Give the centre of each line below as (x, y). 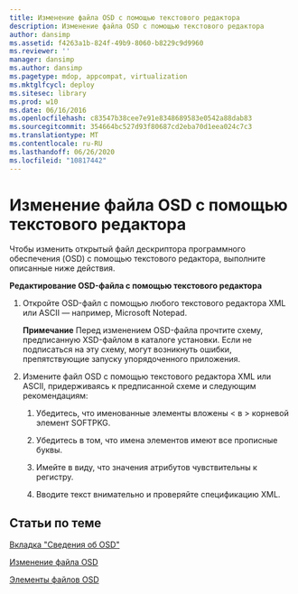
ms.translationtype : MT (54, 135)
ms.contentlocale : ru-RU (56, 144)
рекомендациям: (55, 396)
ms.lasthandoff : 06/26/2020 (62, 152)
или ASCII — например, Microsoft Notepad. (105, 313)
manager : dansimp (42, 60)
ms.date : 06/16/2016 (48, 110)
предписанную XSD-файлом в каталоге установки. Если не (137, 340)
